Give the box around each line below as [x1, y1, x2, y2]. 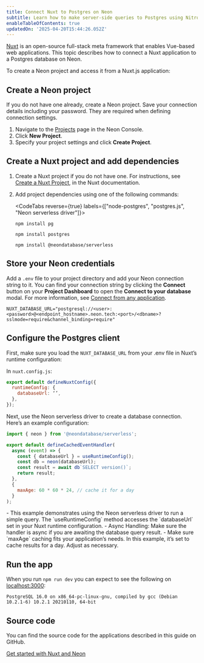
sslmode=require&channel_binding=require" [6, 316, 115, 322]
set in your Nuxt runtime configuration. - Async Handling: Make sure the [6, 522, 187, 530]
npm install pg [15, 220, 54, 227]
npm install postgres [15, 231, 70, 237]
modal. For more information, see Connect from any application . [6, 294, 167, 301]
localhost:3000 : [6, 582, 46, 589]
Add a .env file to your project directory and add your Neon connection [6, 274, 184, 282]
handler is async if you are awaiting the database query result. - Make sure [6, 529, 194, 536]
